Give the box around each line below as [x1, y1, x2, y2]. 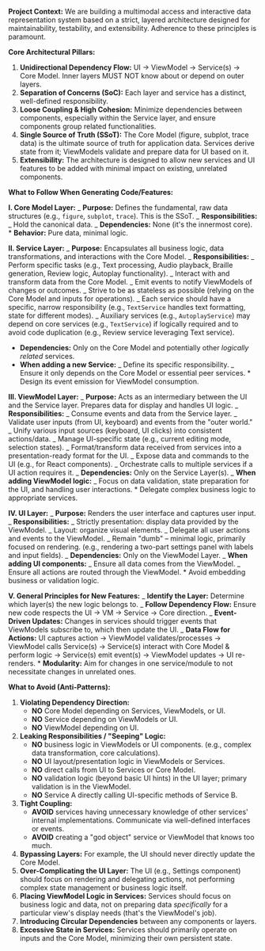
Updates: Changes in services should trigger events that [32, 617, 218, 625]
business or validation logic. [8, 576, 100, 585]
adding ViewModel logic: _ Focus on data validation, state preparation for [8, 476, 249, 486]
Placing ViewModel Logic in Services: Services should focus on [19, 892, 232, 900]
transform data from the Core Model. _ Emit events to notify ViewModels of [8, 277, 253, 286]
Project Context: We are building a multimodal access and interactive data [8, 7, 252, 16]
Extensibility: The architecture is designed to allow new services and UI [19, 155, 256, 165]
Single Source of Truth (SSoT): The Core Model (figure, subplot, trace [19, 130, 249, 139]
